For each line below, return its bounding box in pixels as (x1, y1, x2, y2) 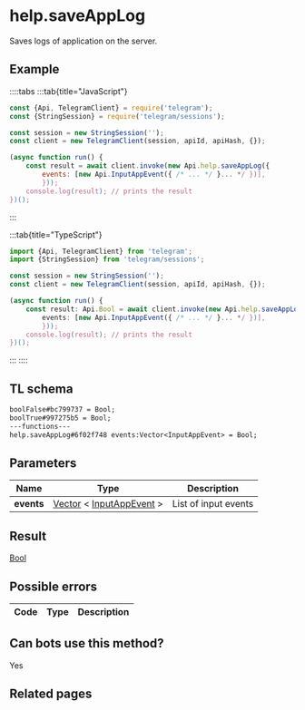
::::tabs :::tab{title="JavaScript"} (9, 85, 129, 96)
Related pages (9, 686, 93, 702)
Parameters (9, 455, 77, 471)
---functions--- (9, 422, 71, 431)
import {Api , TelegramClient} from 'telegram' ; (9, 247, 193, 256)
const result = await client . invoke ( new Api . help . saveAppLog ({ (25, 161, 271, 170)
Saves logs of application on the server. (9, 35, 158, 46)
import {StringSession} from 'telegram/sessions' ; (9, 255, 205, 264)
